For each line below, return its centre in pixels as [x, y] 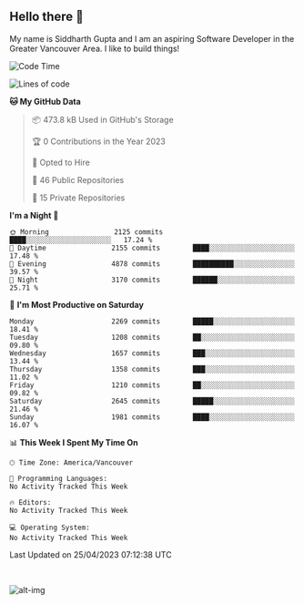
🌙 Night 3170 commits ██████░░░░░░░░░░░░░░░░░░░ [152, 280]
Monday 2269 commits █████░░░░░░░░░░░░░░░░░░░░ [152, 321]
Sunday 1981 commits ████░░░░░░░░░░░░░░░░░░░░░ [152, 417]
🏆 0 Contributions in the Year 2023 [98, 141]
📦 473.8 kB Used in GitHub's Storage [103, 119]
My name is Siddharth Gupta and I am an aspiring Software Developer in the [152, 38]
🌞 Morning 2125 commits [86, 232]
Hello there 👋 [47, 17]
